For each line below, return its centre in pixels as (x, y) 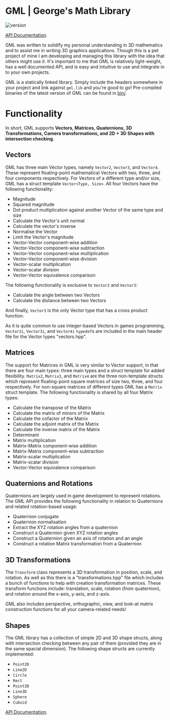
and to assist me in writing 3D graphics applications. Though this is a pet (82, 50)
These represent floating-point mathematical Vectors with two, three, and (83, 173)
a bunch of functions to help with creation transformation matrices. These (83, 583)
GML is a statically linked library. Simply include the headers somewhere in (84, 82)
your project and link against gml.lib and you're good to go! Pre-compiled (83, 88)
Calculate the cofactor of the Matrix (50, 418)
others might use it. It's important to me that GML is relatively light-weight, (84, 61)
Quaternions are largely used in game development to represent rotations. (83, 496)
